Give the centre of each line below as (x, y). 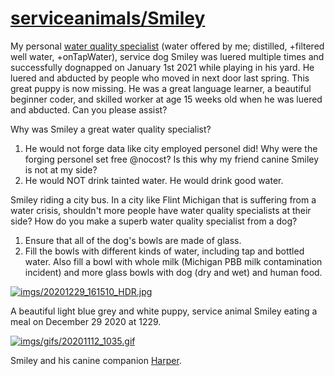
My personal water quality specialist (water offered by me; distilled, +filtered (167, 46)
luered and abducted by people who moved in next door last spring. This (160, 78)
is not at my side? (61, 169)
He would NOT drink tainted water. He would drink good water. (154, 180)
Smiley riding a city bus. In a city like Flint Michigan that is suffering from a (163, 199)
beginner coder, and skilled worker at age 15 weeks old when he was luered (166, 99)
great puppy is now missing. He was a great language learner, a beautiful (161, 88)
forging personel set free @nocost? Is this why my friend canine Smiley (172, 159)
